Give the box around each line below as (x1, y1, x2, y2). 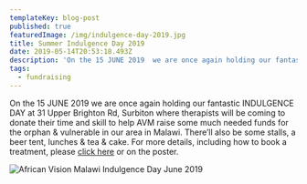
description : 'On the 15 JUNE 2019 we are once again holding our (9, 56, 272, 65)
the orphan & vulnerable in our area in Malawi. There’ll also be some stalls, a (9, 127, 296, 138)
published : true (9, 22, 71, 31)
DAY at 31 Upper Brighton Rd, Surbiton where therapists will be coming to (9, 107, 286, 118)
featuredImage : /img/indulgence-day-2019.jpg (9, 30, 185, 39)
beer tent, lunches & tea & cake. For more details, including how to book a (9, 136, 288, 147)
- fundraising (17, 73, 71, 82)
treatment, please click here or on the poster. (9, 146, 179, 157)
